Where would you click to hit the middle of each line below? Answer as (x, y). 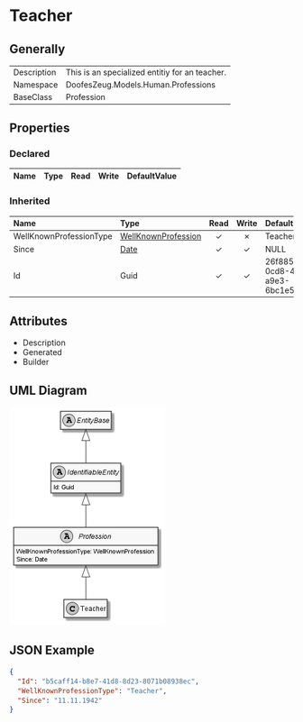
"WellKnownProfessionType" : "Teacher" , (92, 690)
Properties (40, 128)
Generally (37, 49)
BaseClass (32, 97)
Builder (36, 362)
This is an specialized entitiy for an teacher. (146, 72)
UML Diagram (48, 390)
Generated (42, 352)
